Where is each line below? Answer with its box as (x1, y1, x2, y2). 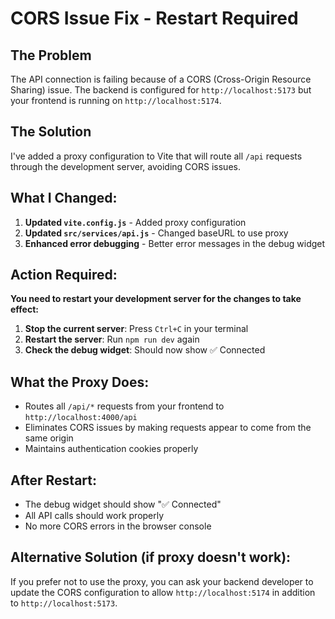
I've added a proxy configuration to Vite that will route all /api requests (10, 150, 303, 162)
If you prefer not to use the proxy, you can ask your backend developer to (10, 575, 314, 587)
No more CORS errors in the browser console (24, 520, 212, 532)
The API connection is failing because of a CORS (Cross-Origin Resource (10, 73, 312, 85)
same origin (24, 432, 74, 444)
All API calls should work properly (24, 510, 165, 522)
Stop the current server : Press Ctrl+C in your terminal (24, 323, 249, 335)
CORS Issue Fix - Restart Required (10, 7, 299, 30)
